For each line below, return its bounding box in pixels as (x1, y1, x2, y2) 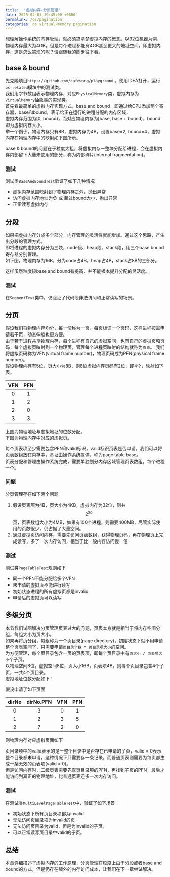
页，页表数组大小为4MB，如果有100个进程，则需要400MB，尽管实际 (12, 519, 156, 525)
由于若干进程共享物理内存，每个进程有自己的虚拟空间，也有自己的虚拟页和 (5, 338, 160, 344)
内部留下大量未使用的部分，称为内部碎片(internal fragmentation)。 (9, 152, 148, 158)
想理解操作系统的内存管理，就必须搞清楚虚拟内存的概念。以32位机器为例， (5, 36, 162, 42)
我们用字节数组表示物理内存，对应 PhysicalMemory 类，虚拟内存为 (5, 91, 139, 97)
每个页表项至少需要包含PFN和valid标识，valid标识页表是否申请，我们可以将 (5, 446, 162, 452)
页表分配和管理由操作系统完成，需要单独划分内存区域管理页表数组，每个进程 (5, 458, 165, 465)
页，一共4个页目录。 (5, 669, 49, 676)
